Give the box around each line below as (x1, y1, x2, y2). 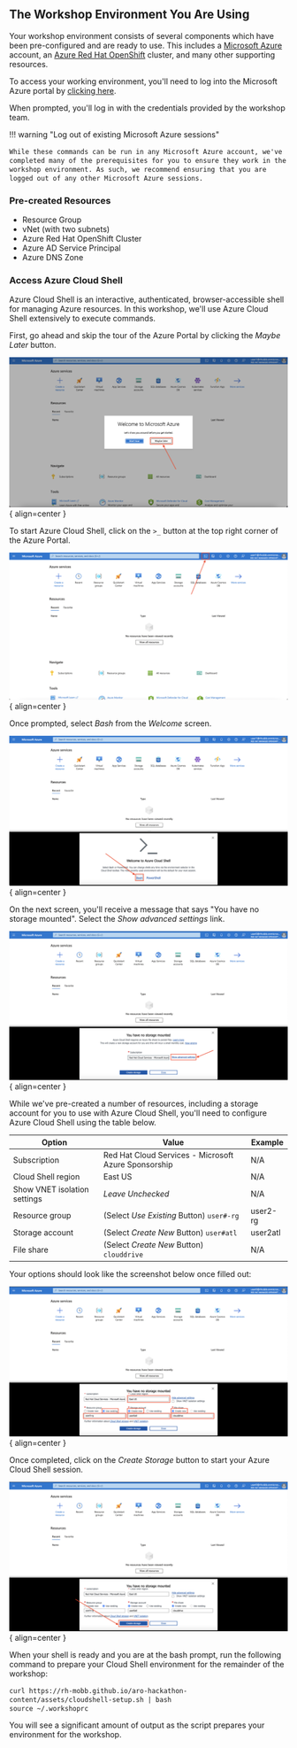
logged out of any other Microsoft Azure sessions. (9, 174, 203, 182)
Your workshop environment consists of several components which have (9, 30, 274, 41)
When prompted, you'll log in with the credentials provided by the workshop (9, 102, 286, 113)
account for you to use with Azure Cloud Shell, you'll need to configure (9, 1108, 268, 1118)
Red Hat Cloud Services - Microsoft (103, 1150, 234, 1161)
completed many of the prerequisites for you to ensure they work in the (9, 156, 287, 165)
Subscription (12, 1155, 60, 1165)
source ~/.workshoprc (9, 1705, 89, 1713)
